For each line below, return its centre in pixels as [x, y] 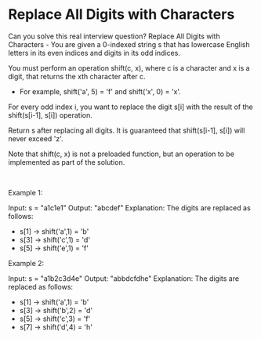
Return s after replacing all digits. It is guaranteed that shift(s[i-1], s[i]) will [127, 130]
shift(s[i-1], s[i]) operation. [50, 115]
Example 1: [25, 192]
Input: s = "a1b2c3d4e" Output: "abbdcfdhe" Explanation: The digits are [124, 278]
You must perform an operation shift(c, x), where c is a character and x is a [129, 67]
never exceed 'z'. [36, 138]
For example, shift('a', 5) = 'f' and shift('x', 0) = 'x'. [100, 91]
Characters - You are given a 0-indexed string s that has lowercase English [129, 44]
